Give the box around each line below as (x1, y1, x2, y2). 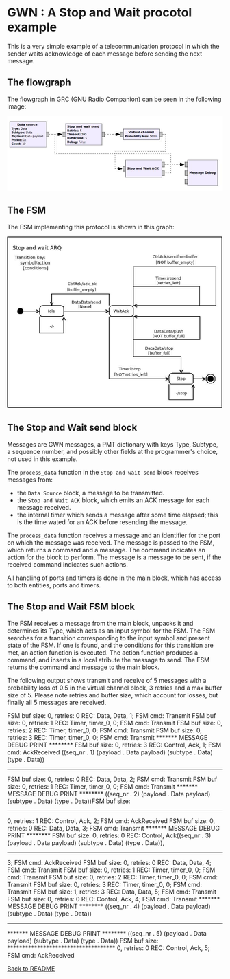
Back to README (7, 964, 55, 973)
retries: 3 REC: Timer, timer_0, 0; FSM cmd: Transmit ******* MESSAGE (7, 733, 208, 741)
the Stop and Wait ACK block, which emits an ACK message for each (16, 496, 210, 504)
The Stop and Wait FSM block (7, 601, 136, 613)
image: (7, 102, 27, 111)
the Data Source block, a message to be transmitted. (16, 488, 165, 497)
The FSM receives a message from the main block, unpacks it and (7, 619, 194, 627)
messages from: (7, 475, 53, 484)
